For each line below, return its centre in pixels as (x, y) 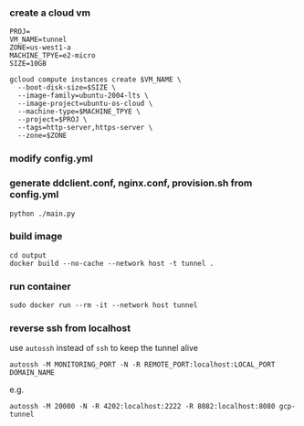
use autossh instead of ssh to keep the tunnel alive (104, 348)
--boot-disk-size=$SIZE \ (67, 88)
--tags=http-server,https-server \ (85, 128)
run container (40, 286)
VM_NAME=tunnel (38, 40)
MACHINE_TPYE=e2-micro (52, 56)
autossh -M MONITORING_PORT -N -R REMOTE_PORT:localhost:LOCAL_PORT (142, 365)
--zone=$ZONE (42, 136)
